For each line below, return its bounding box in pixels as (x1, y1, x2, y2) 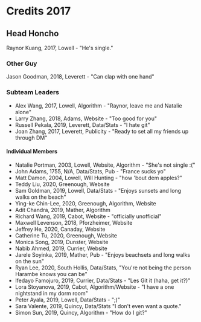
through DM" (14, 134, 48, 141)
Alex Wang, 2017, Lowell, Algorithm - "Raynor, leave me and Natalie (14, 101, 182, 109)
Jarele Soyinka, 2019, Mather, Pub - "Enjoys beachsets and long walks (14, 251, 191, 258)
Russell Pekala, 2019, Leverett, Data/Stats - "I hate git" (14, 121, 150, 128)
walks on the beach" (14, 193, 66, 201)
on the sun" (14, 257, 44, 265)
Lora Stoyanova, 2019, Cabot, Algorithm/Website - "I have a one (14, 283, 174, 291)
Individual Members (6, 148, 58, 155)
